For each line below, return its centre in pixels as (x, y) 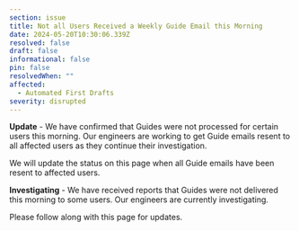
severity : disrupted (48, 101)
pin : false (30, 68)
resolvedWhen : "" (42, 76)
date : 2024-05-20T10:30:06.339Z (70, 34)
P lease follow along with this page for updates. (96, 218)
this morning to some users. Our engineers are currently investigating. (139, 200)
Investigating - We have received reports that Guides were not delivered (144, 191)
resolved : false (40, 43)
